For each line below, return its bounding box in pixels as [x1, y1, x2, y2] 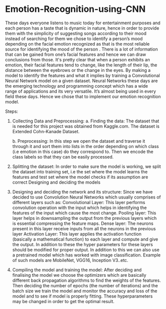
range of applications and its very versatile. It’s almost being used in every [5, 88, 157, 94]
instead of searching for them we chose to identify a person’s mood [5, 36, 143, 42]
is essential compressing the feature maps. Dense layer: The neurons [12, 220, 154, 226]
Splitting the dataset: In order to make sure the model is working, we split [12, 163, 162, 169]
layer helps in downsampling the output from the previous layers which [12, 215, 157, 221]
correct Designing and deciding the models [12, 179, 101, 185]
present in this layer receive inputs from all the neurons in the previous [12, 225, 156, 231]
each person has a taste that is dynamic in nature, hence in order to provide [5, 25, 160, 31]
